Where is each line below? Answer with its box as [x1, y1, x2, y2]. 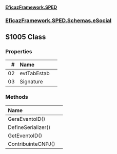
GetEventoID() [8, 132, 43, 139]
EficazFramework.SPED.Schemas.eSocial [5, 17, 112, 24]
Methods [5, 94, 28, 101]
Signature [19, 78, 43, 85]
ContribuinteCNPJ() [8, 140, 55, 147]
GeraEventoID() [8, 115, 46, 122]
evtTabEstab [19, 70, 50, 77]
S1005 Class [5, 32, 46, 41]
